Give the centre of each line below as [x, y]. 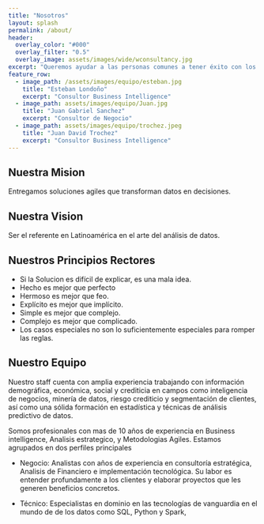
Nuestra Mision [47, 172]
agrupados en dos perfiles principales [70, 447]
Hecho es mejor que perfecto [68, 287]
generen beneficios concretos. [70, 488]
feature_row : [30, 74]
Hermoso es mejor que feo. [64, 296]
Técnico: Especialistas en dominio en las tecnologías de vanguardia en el [138, 503]
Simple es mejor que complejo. [70, 312]
